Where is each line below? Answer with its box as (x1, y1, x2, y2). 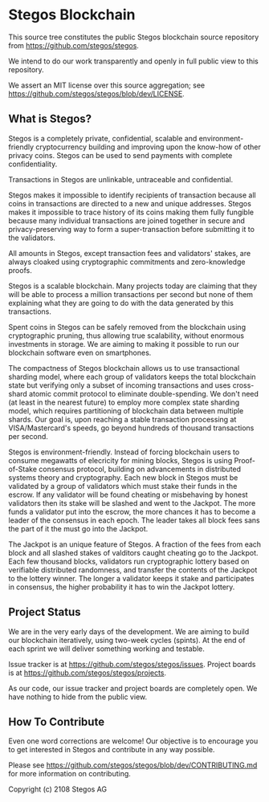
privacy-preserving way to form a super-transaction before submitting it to (8, 224, 255, 234)
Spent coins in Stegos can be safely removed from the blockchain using (8, 322, 247, 332)
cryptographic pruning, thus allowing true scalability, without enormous (8, 331, 245, 340)
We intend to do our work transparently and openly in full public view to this (8, 56, 259, 66)
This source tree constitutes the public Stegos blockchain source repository (8, 32, 259, 42)
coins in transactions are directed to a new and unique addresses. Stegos (8, 198, 251, 208)
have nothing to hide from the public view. (8, 692, 147, 702)
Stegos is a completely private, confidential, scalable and (8, 133, 198, 143)
